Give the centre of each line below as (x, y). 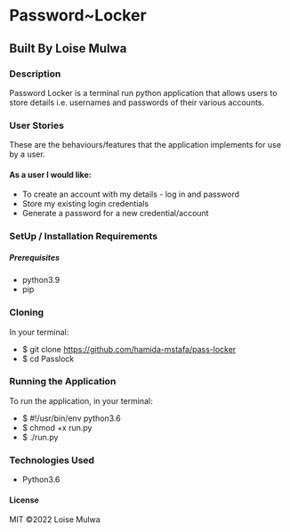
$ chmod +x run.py (57, 427)
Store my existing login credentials (85, 204)
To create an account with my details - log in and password (131, 194)
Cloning (27, 312)
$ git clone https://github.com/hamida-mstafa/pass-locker (129, 349)
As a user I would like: (50, 174)
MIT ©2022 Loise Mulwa (55, 520)
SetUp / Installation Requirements (84, 237)
